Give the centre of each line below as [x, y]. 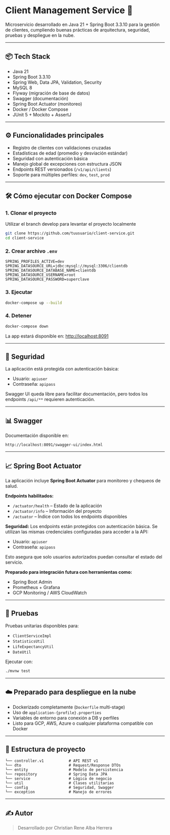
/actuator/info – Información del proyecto [57, 511]
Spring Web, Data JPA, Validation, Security [57, 82]
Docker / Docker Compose [40, 109]
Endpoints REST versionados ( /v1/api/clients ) [62, 169]
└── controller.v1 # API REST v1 [52, 761]
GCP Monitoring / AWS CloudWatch [50, 593]
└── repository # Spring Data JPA [56, 775]
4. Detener [18, 316]
